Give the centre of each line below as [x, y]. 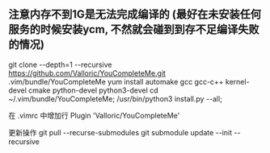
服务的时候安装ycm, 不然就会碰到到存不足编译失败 [134, 29]
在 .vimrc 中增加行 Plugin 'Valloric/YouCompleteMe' [94, 115]
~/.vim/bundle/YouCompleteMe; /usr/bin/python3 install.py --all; [115, 98]
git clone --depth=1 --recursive [60, 64]
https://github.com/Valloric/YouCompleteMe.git [87, 73]
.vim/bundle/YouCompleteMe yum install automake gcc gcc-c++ [116, 81]
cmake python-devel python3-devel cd [93, 90]
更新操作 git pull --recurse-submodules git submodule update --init [120, 132]
